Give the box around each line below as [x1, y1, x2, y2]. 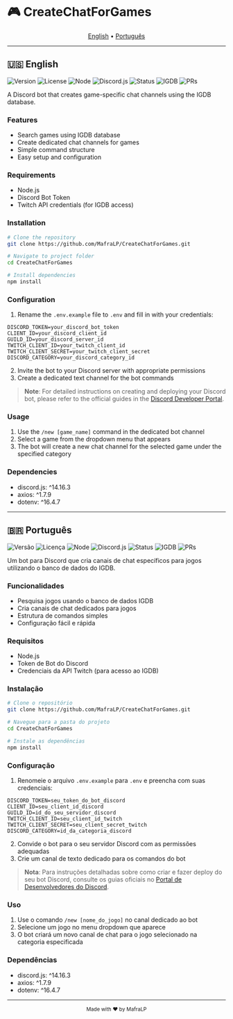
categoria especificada [17, 938, 83, 946]
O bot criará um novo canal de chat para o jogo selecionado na [17, 930, 198, 939]
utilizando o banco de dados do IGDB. [7, 564, 116, 572]
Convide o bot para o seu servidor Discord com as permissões [17, 840, 196, 848]
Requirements [7, 170, 56, 180]
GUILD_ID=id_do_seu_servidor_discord [7, 809, 116, 816]
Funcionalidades [7, 581, 64, 591]
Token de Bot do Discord [17, 659, 89, 668]
